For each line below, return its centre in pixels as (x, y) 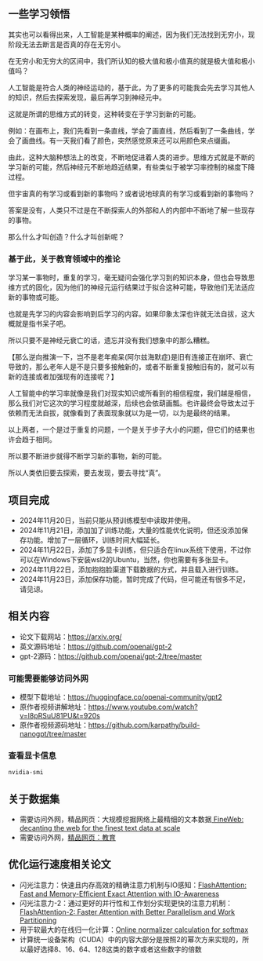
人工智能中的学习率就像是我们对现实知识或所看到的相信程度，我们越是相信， (131, 393)
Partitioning (38, 920)
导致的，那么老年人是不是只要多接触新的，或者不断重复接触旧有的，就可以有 (131, 367)
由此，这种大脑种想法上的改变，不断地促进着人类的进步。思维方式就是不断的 (131, 157)
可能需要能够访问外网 (48, 678)
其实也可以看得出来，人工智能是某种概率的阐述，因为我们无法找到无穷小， (128, 35)
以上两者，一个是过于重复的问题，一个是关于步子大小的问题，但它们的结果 (128, 429)
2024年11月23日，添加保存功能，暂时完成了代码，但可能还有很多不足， (135, 579)
